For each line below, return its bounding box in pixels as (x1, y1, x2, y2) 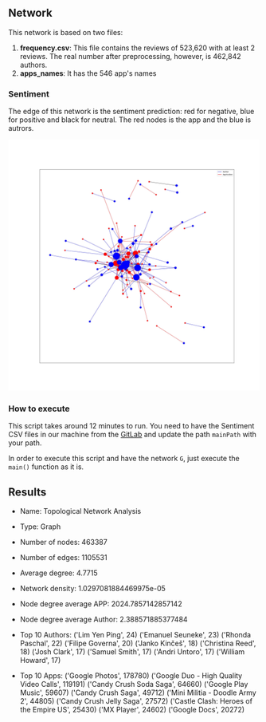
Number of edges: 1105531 (19, 553, 108, 562)
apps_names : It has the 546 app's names (19, 68, 157, 78)
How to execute (8, 403, 70, 414)
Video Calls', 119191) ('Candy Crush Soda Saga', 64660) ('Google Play (19, 680, 248, 689)
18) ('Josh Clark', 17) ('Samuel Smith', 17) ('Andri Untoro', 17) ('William (19, 647, 245, 657)
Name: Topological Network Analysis (19, 507, 142, 516)
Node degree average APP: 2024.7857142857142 (19, 599, 182, 609)
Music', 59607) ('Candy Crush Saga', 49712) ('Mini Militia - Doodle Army (19, 688, 256, 697)
